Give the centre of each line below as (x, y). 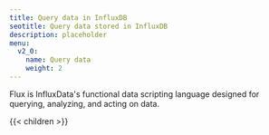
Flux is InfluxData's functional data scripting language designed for (134, 94)
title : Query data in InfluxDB (68, 18)
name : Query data (58, 60)
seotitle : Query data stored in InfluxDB (89, 26)
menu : (19, 43)
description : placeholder (58, 34)
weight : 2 (44, 69)
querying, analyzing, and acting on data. (85, 103)
